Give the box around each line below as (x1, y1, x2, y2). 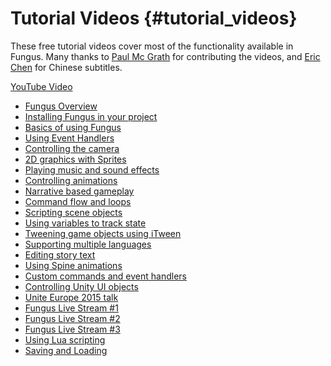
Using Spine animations (24, 259, 123, 271)
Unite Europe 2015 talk (24, 291, 119, 303)
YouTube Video (10, 80, 73, 92)
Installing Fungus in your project (24, 110, 158, 122)
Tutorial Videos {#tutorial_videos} (10, 7, 298, 30)
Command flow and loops (24, 195, 132, 207)
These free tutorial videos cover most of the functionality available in (10, 40, 294, 52)
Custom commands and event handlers (24, 270, 187, 282)
